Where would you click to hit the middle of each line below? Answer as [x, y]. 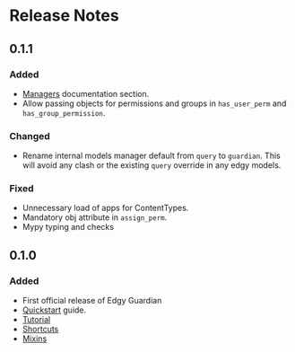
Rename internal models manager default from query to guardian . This [151, 156]
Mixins [35, 339]
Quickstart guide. [54, 310]
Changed [30, 136]
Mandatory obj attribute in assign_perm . [95, 217]
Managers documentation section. [86, 93]
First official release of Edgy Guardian [92, 301]
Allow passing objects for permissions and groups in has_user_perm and [154, 103]
